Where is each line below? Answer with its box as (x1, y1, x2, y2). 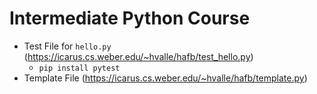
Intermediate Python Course (9, 7, 251, 30)
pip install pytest (38, 63, 121, 73)
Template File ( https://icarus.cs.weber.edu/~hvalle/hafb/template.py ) (23, 72, 308, 84)
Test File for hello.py (23, 40, 112, 52)
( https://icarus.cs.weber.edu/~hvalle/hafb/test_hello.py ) (23, 50, 254, 62)
